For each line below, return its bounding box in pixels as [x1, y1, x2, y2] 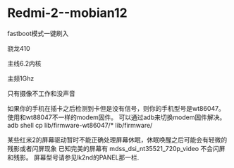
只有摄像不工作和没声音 [7, 89, 75, 97]
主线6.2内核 [7, 59, 42, 68]
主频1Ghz [7, 74, 35, 83]
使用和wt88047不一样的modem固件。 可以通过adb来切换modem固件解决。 [7, 113, 226, 121]
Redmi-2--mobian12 [7, 5, 128, 21]
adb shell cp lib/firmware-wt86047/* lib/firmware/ [7, 121, 153, 129]
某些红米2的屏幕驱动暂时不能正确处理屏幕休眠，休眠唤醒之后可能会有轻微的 [7, 136, 228, 144]
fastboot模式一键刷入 [7, 29, 69, 37]
